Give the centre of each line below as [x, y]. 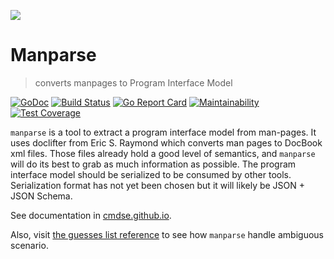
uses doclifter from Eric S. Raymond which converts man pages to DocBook [166, 142]
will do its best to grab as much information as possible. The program [153, 164]
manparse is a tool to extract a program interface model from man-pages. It [163, 132]
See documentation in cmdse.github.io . [91, 215]
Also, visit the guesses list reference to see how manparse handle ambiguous [167, 234]
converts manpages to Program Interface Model [133, 82]
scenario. [29, 245]
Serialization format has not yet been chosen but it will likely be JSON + [158, 185]
